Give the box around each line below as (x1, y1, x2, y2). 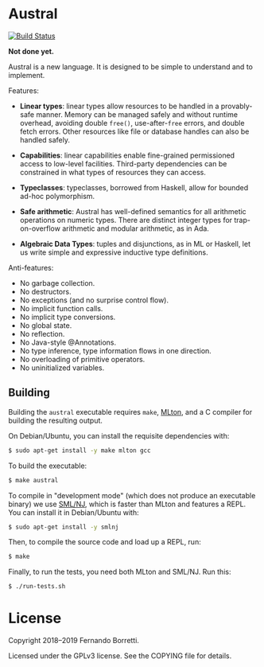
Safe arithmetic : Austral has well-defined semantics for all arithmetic (19, 206, 247, 216)
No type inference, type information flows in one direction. (19, 345, 212, 355)
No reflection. (19, 329, 65, 338)
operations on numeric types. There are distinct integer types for (19, 215, 233, 224)
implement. (8, 70, 45, 80)
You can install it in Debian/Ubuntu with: (8, 507, 139, 517)
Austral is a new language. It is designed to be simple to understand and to (8, 61, 253, 72)
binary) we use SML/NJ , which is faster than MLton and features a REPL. (8, 499, 247, 509)
